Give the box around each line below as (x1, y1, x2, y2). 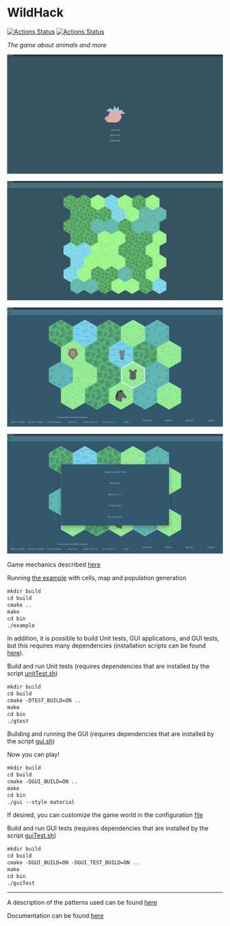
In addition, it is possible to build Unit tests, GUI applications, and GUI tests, (7, 634, 220, 642)
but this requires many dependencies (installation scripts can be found (7, 641, 207, 650)
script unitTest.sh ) (7, 669, 58, 677)
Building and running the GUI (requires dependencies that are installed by (7, 729, 214, 738)
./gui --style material (7, 798, 75, 805)
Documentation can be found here (7, 911, 104, 920)
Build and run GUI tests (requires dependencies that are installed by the (7, 824, 209, 832)
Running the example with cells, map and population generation (7, 573, 187, 582)
